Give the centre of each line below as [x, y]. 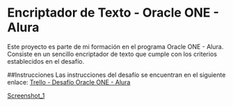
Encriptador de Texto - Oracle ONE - [113, 13]
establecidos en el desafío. [46, 61]
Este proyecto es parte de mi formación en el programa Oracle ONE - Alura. [115, 46]
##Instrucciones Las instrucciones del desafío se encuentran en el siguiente [116, 75]
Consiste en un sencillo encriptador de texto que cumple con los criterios [112, 54]
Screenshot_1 [26, 96]
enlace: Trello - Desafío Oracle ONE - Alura [69, 82]
